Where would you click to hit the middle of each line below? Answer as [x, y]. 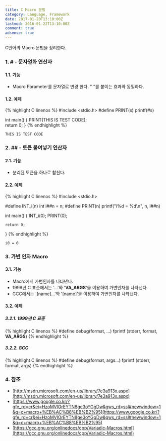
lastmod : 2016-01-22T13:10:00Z [37, 24]
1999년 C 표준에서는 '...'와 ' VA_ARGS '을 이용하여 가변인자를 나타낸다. [80, 287]
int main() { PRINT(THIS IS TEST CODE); [46, 120]
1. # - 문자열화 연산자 [29, 62]
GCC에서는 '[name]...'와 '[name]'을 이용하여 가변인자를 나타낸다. [76, 294]
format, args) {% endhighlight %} [39, 366]
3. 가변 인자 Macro [27, 256]
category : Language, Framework [37, 14]
